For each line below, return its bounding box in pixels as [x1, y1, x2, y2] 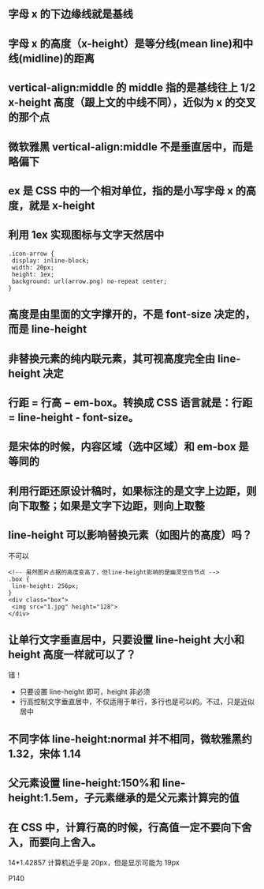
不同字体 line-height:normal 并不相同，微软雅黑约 [8, 732, 252, 745]
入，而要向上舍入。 [8, 835, 102, 849]
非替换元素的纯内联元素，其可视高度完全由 [8, 352, 215, 365]
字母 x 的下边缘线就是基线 [8, 7, 134, 21]
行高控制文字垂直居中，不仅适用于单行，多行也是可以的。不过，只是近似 [19, 697, 255, 706]
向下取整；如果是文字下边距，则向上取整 [8, 499, 205, 512]
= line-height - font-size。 [8, 410, 139, 424]
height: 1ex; [11, 270, 55, 278]
